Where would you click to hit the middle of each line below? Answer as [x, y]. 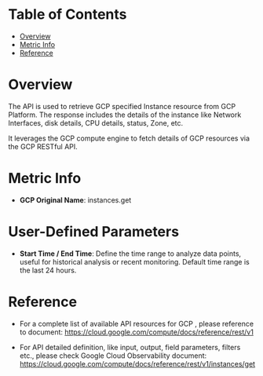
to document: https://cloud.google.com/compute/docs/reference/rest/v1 [136, 332]
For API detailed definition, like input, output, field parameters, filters [130, 347]
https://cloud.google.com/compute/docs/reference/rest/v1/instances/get [137, 363]
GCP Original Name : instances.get [75, 200]
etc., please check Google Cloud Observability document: [113, 356]
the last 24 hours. [48, 270]
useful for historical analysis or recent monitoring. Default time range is [134, 261]
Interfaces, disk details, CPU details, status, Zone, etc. [96, 122]
